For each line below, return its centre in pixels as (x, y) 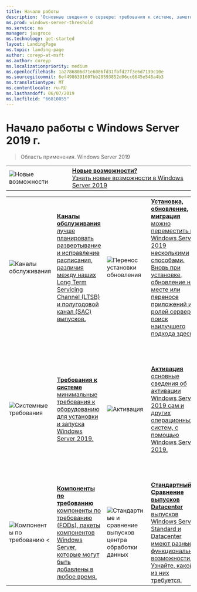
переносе (165, 297)
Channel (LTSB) (78, 297)
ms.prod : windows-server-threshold (50, 22)
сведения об (169, 384)
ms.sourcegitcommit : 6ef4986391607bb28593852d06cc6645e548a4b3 (85, 77)
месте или (166, 290)
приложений (169, 304)
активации (166, 391)
